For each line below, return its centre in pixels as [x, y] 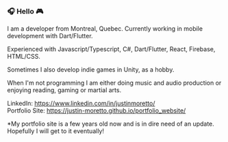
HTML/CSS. [24, 57]
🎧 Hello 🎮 [25, 11]
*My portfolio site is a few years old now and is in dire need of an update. [111, 124]
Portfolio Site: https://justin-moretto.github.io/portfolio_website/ [97, 111]
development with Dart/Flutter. [50, 36]
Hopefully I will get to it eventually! [56, 131]
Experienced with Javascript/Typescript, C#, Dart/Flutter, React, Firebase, [111, 49]
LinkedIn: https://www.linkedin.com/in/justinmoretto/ [81, 103]
